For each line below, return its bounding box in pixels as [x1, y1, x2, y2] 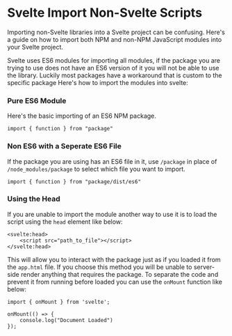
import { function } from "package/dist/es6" [7, 178, 141, 185]
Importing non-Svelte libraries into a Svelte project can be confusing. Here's [7, 28, 226, 36]
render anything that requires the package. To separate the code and [20, 270, 219, 278]
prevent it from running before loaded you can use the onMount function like [7, 277, 222, 286]
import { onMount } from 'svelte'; [7, 298, 110, 305]
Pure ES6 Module [7, 96, 67, 105]
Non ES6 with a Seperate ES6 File [7, 142, 122, 151]
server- [193, 263, 215, 271]
